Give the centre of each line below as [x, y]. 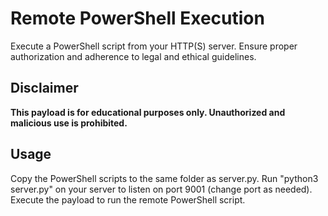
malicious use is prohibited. [69, 123]
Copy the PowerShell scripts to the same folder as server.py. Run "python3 [164, 178]
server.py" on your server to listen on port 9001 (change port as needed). [161, 189]
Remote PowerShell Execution [137, 18]
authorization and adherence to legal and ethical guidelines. [133, 56]
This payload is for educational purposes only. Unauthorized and [148, 112]
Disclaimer [44, 88]
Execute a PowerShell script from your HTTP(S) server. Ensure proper [154, 46]
